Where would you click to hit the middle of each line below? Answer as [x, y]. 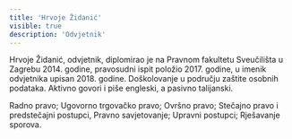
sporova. [26, 125]
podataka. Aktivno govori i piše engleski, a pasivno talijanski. [121, 88]
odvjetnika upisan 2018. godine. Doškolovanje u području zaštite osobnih [144, 79]
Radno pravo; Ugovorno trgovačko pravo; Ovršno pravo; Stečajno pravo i [144, 106]
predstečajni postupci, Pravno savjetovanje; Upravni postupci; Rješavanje [145, 115]
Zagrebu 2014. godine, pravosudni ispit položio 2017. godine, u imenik [138, 69]
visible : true [36, 26]
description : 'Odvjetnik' [57, 34]
